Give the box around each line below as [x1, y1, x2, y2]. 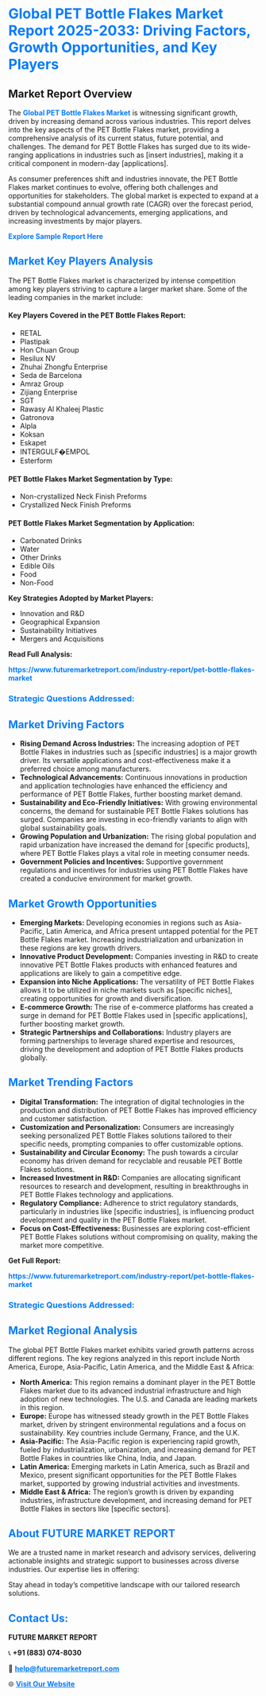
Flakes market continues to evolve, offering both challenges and [8, 183, 218, 191]
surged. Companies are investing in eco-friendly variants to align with [19, 815, 248, 824]
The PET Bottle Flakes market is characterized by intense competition [8, 276, 236, 285]
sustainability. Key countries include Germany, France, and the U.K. [19, 1428, 240, 1437]
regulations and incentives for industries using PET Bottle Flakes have [19, 865, 249, 875]
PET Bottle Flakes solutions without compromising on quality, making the [19, 1232, 258, 1241]
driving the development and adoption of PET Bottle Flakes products [19, 1044, 244, 1054]
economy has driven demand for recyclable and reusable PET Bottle [19, 1156, 243, 1166]
